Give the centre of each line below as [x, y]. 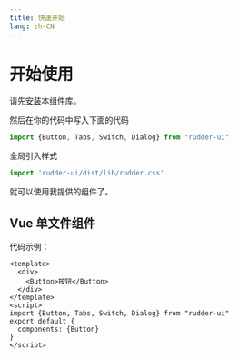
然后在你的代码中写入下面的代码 [69, 120]
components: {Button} [59, 329]
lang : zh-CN [32, 26]
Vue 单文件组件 [53, 223]
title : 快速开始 [37, 18]
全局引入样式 [33, 156]
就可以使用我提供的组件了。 [61, 192]
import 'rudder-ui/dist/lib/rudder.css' [87, 174]
